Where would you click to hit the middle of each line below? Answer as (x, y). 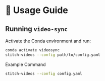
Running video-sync (37, 29)
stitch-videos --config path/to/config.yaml (53, 55)
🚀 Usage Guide (37, 10)
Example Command (26, 64)
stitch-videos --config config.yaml (44, 73)
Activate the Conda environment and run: (48, 41)
